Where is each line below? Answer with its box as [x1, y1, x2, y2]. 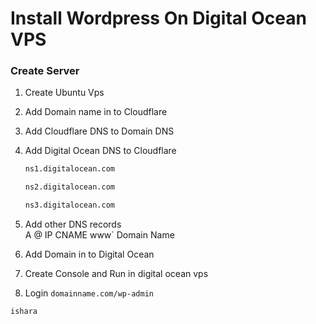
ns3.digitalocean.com [24, 200, 115, 211]
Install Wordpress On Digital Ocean [10, 7, 307, 30]
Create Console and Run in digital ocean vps [24, 268, 209, 280]
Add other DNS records [24, 218, 122, 231]
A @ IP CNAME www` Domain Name [24, 229, 175, 241]
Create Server [10, 64, 80, 78]
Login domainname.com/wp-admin [24, 287, 154, 299]
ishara [10, 307, 38, 317]
